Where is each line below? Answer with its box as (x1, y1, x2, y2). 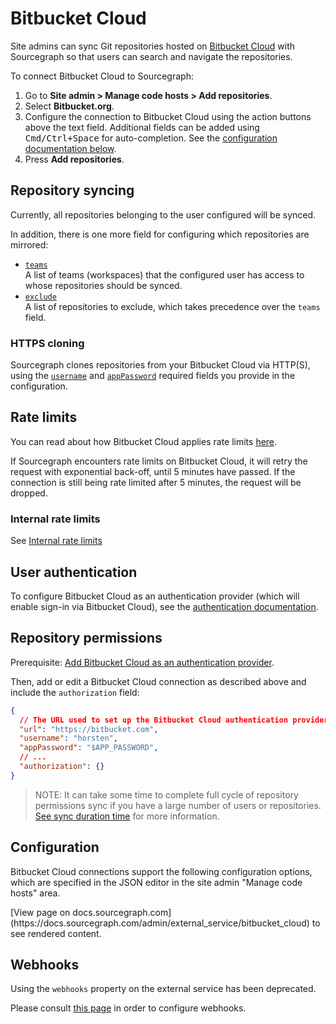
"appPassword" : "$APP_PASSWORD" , (19, 743, 159, 753)
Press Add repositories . (24, 153, 125, 165)
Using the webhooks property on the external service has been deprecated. (10, 983, 317, 995)
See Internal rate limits (10, 535, 103, 547)
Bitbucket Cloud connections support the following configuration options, (10, 865, 313, 877)
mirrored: (10, 238, 49, 251)
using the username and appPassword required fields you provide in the (10, 370, 296, 382)
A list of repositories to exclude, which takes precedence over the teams (24, 300, 321, 312)
